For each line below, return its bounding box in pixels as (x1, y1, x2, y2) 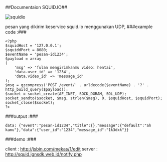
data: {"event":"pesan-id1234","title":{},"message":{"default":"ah (5, 123, 151, 128)
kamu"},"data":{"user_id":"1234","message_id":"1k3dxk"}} (5, 127, 129, 132)
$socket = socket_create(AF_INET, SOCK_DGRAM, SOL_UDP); (5, 91, 127, 96)
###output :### (5, 113, 38, 119)
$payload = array (5, 56, 42, 61)
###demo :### (5, 136, 37, 142)
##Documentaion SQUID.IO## (5, 5, 68, 10)
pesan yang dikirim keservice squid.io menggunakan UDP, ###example (5, 24, 153, 30)
